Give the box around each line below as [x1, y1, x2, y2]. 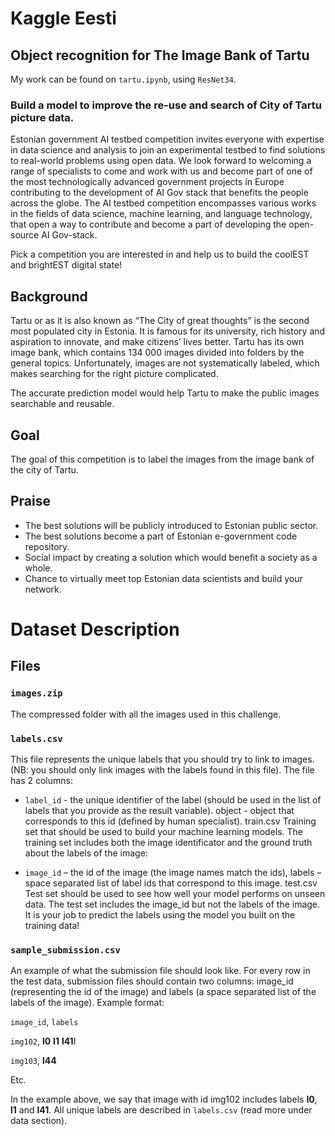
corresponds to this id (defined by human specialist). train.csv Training [24, 815, 317, 827]
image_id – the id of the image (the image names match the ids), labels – [24, 866, 322, 878]
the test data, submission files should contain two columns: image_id [10, 975, 294, 987]
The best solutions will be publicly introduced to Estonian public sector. [24, 519, 319, 531]
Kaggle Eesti [10, 7, 117, 30]
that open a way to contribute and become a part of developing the [10, 218, 287, 231]
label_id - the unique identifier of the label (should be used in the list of [24, 793, 322, 806]
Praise [10, 493, 52, 510]
